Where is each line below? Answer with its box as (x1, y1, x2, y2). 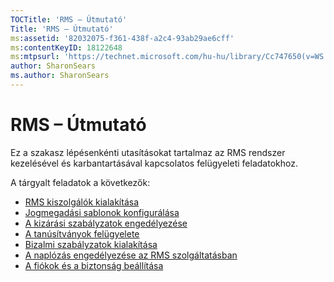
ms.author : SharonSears (10, 71, 110, 81)
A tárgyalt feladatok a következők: (10, 176, 151, 188)
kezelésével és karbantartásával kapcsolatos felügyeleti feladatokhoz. (10, 157, 298, 169)
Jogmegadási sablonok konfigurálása (24, 206, 180, 218)
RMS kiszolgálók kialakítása (24, 196, 140, 208)
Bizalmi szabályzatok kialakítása (24, 238, 158, 250)
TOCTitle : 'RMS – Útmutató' (10, 14, 128, 25)
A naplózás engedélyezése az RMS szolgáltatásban (24, 249, 238, 261)
